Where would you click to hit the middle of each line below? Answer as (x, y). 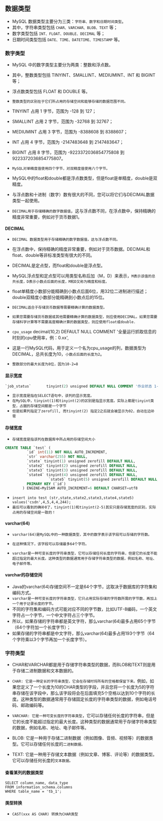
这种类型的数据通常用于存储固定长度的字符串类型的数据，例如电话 (87, 699)
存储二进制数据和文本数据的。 (46, 671)
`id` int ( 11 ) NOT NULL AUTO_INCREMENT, (67, 452)
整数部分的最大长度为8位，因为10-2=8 (45, 364)
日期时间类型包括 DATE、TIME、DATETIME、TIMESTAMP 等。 (67, 39)
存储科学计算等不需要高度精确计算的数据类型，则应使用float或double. (74, 322)
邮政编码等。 (33, 706)
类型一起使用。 (27, 201)
